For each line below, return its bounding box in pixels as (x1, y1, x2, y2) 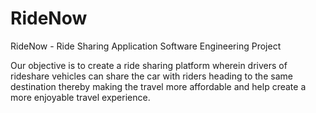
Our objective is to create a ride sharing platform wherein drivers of (10, 59, 288, 71)
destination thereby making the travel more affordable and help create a (10, 80, 307, 92)
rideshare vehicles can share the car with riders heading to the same (10, 70, 293, 82)
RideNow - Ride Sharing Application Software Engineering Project (10, 40, 282, 52)
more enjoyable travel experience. (10, 91, 151, 103)
